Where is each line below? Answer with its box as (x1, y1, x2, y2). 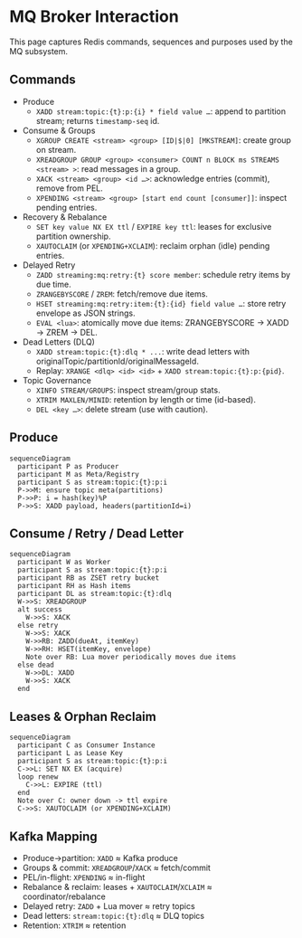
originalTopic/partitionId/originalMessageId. (35, 355, 199, 366)
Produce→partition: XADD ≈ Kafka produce (22, 853, 178, 863)
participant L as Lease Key (17, 749, 124, 758)
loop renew (17, 772, 59, 782)
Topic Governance (22, 374, 92, 385)
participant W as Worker (17, 558, 111, 567)
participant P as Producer (17, 461, 119, 471)
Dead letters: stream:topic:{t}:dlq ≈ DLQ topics (22, 911, 205, 921)
